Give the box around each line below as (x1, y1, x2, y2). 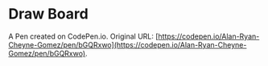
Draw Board (8, 5, 89, 23)
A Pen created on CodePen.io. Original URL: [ (8, 31, 159, 41)
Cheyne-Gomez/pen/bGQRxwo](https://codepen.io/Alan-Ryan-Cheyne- (8, 39, 247, 49)
